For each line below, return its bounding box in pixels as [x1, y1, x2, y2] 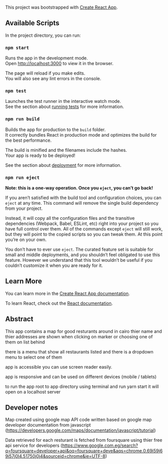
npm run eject [5, 175, 40, 181]
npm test [5, 88, 27, 94]
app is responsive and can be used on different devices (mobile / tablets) [5, 373, 157, 380]
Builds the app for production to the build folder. [5, 126, 106, 133]
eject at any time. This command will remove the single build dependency [5, 200, 159, 206]
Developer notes [5, 403, 58, 412]
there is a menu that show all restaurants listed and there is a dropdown [5, 349, 153, 355]
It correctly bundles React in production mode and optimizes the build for [5, 132, 157, 138]
